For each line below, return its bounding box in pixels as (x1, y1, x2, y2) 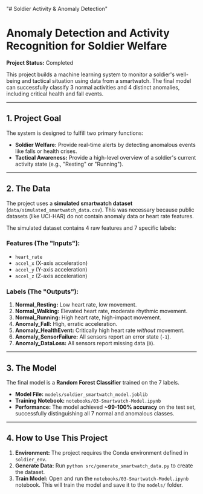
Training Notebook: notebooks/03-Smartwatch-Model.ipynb (14, 397, 161, 404)
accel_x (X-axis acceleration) (14, 259, 88, 267)
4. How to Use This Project (6, 433, 108, 443)
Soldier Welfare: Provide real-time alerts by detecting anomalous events (14, 141, 196, 148)
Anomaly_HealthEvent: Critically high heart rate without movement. (14, 327, 185, 334)
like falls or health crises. (14, 148, 77, 155)
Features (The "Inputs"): (6, 239, 80, 247)
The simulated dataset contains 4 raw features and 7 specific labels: (6, 224, 176, 232)
